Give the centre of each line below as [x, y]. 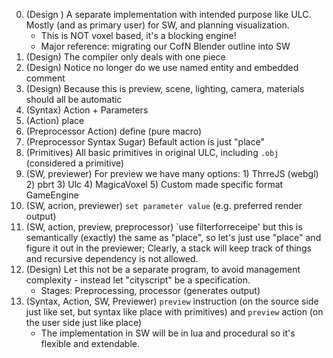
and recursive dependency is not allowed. [112, 258]
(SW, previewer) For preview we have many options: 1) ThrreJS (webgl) [172, 173]
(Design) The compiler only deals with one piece [125, 57]
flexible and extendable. [90, 343]
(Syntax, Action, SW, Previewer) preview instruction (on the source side [172, 301]
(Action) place [55, 120]
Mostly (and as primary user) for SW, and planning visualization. [157, 25]
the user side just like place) [84, 322]
